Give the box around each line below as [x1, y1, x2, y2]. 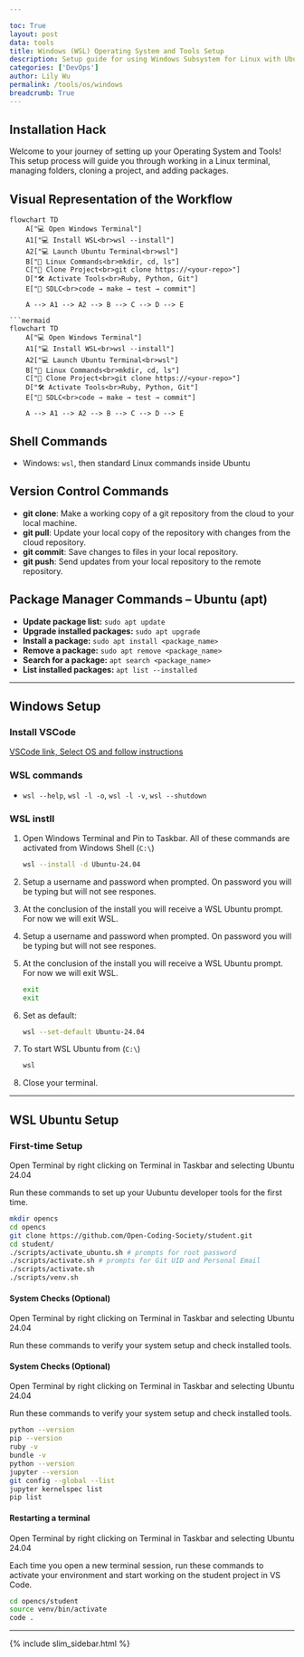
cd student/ [9, 1240, 54, 1249]
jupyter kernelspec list [9, 1484, 103, 1494]
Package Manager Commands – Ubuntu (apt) [9, 592, 269, 608]
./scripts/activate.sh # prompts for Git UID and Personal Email [9, 1256, 261, 1266]
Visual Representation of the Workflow [9, 191, 233, 206]
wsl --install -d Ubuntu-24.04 [22, 859, 141, 869]
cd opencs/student [9, 1596, 79, 1605]
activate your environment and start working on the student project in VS [9, 1569, 281, 1580]
